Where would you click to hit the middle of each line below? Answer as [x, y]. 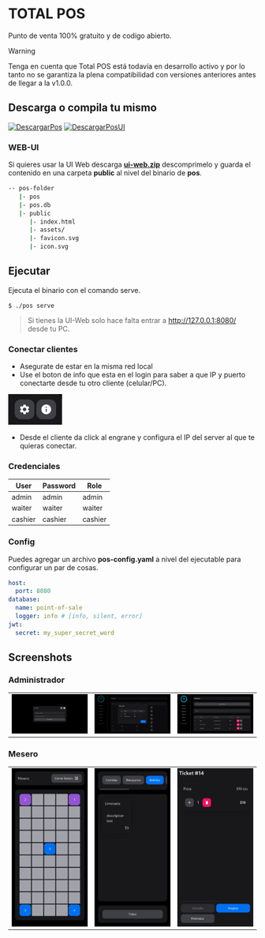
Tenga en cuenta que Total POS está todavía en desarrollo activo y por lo [127, 66]
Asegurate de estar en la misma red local [86, 366]
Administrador [37, 680]
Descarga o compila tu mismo [83, 108]
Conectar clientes [43, 349]
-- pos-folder [32, 189]
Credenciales [34, 467]
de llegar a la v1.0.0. [41, 83]
